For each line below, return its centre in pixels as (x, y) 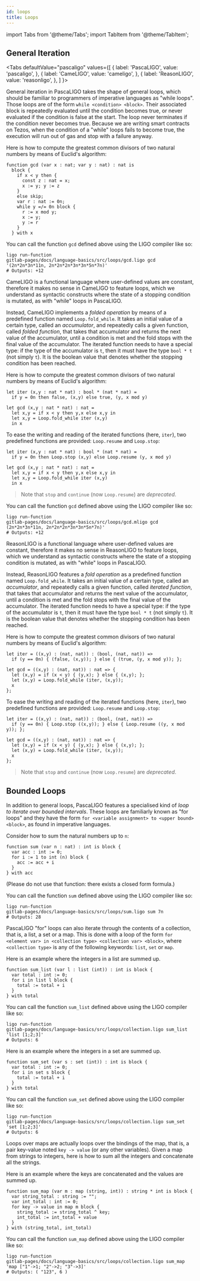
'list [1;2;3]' (25, 1035)
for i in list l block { (42, 980)
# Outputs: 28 (24, 917)
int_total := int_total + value (57, 1218)
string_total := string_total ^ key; (64, 1212)
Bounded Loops (36, 791)
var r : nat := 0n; (41, 202)
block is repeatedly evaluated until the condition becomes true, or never (94, 111)
